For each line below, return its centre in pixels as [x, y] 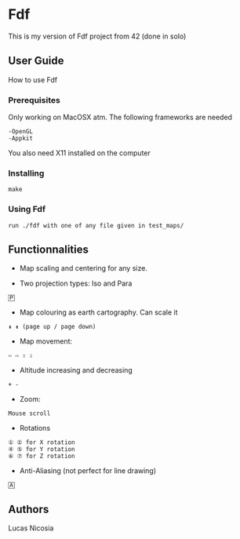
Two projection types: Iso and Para [76, 283]
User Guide [36, 61]
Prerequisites [34, 100]
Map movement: [46, 341]
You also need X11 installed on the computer [79, 153]
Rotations [35, 428]
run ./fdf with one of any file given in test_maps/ [96, 225]
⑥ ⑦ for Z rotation [42, 457]
